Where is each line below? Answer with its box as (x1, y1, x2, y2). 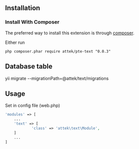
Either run (5, 39, 25, 45)
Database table (5, 62, 53, 71)
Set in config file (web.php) (5, 103, 60, 109)
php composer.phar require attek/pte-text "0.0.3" (5, 49, 111, 54)
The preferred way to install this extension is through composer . (5, 30, 135, 36)
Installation (5, 4, 40, 12)
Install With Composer (5, 19, 60, 26)
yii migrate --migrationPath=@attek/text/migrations (5, 75, 109, 81)
